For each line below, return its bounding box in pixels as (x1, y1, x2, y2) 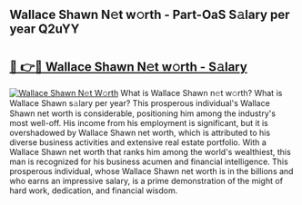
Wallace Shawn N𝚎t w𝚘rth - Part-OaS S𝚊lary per (9, 7, 290, 23)
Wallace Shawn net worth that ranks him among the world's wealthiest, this (9, 147, 291, 157)
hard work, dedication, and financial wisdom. (9, 185, 178, 196)
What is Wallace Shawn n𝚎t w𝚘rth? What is (120, 88, 283, 98)
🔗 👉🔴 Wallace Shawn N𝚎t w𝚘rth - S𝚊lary (9, 59, 247, 74)
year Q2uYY (9, 22, 80, 37)
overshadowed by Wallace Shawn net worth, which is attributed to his (9, 127, 271, 138)
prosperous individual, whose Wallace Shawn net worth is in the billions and (9, 166, 294, 176)
